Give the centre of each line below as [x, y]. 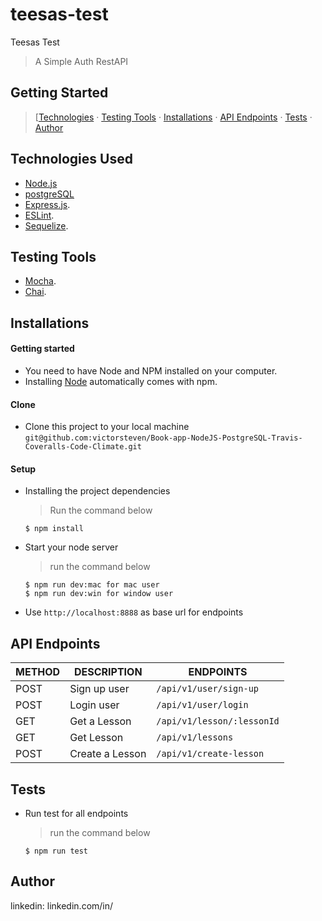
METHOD [38, 672]
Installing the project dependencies [97, 491]
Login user [94, 705]
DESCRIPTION [108, 672]
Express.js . [47, 204]
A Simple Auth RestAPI [81, 61]
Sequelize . [46, 225]
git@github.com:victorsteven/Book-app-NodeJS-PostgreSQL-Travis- [163, 438]
